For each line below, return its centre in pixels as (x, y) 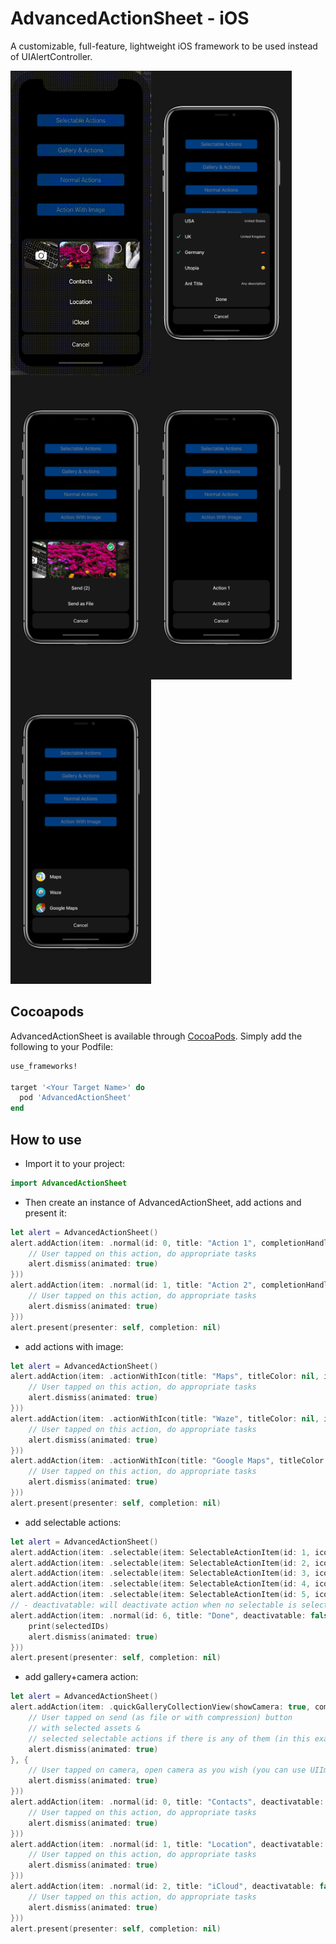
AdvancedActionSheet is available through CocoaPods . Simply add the (156, 1036)
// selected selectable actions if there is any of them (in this (169, 1738)
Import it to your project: (75, 1163)
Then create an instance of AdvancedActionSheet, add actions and (163, 1202)
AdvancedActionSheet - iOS (130, 18)
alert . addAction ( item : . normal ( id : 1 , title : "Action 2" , (133, 1285)
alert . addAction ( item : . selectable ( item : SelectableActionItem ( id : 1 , (160, 1552)
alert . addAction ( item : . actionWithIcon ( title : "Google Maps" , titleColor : (169, 1461)
